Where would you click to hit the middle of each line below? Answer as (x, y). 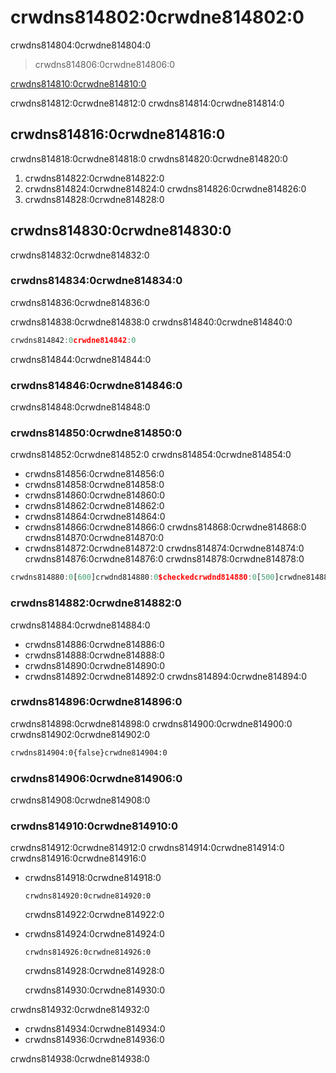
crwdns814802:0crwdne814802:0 (157, 17)
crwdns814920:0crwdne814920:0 (88, 896)
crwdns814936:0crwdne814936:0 (94, 1040)
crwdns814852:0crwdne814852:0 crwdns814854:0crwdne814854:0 (151, 455)
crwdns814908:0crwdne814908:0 (80, 800)
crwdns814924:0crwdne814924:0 (94, 934)
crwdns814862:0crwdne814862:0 (94, 506)
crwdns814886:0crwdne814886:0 (94, 644)
